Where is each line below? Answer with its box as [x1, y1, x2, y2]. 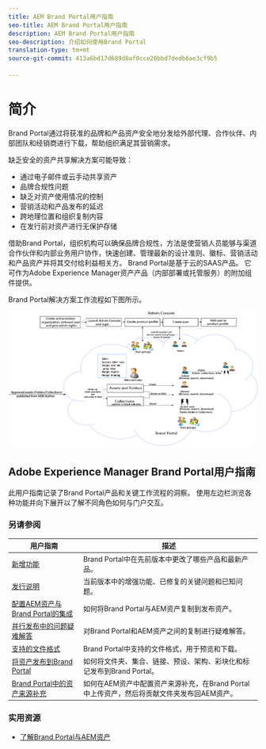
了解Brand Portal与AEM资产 [19, 732, 111, 741]
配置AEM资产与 [11, 599, 62, 609]
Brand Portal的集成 [11, 609, 74, 618]
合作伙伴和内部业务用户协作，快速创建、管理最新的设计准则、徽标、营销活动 [8, 248, 258, 258]
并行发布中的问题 [11, 621, 67, 631]
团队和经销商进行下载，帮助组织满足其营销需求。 [14, 138, 175, 147]
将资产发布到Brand [11, 657, 74, 667]
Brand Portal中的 [11, 678, 66, 689]
